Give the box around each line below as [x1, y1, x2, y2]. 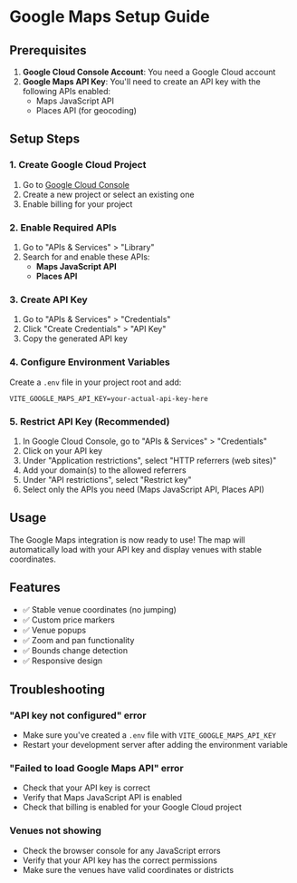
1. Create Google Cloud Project [9, 159, 147, 172]
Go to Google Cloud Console [22, 179, 129, 190]
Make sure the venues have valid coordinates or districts [22, 864, 234, 875]
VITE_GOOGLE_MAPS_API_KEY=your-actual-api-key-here [9, 394, 208, 403]
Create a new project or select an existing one [22, 189, 195, 200]
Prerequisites [9, 43, 87, 58]
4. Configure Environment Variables [9, 356, 170, 368]
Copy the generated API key [22, 333, 129, 344]
